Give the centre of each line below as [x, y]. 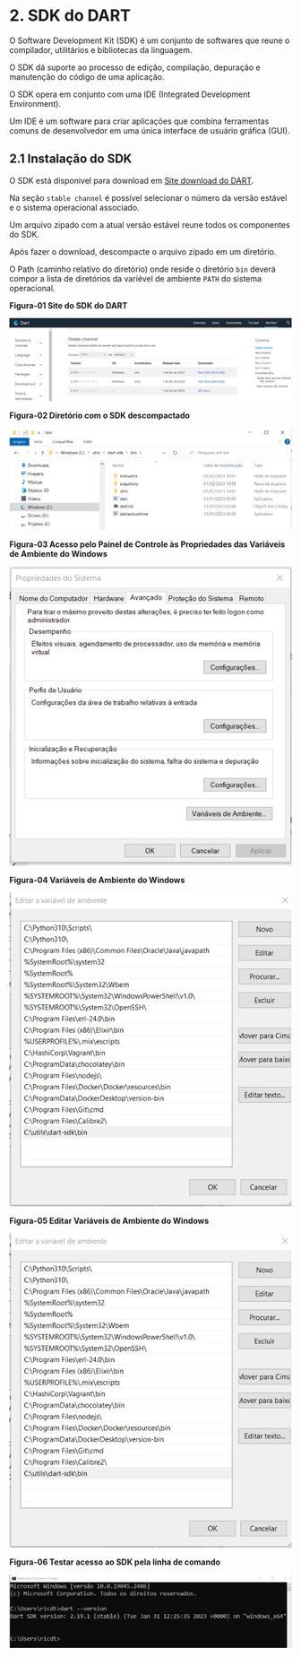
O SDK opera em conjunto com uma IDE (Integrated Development [130, 94]
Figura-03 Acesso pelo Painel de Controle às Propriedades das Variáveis [147, 544]
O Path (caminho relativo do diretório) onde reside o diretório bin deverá [142, 269]
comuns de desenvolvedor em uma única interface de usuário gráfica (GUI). [150, 130]
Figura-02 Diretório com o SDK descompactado [100, 415]
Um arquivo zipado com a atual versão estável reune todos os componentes [150, 224]
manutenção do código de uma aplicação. [87, 76]
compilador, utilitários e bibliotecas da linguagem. [101, 49]
